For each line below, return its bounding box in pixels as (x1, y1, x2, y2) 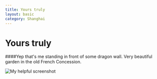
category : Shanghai (5, 16, 45, 21)
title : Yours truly (5, 7, 45, 12)
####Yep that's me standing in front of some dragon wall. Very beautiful (5, 53, 153, 59)
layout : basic (5, 12, 35, 17)
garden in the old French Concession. (5, 59, 81, 65)
